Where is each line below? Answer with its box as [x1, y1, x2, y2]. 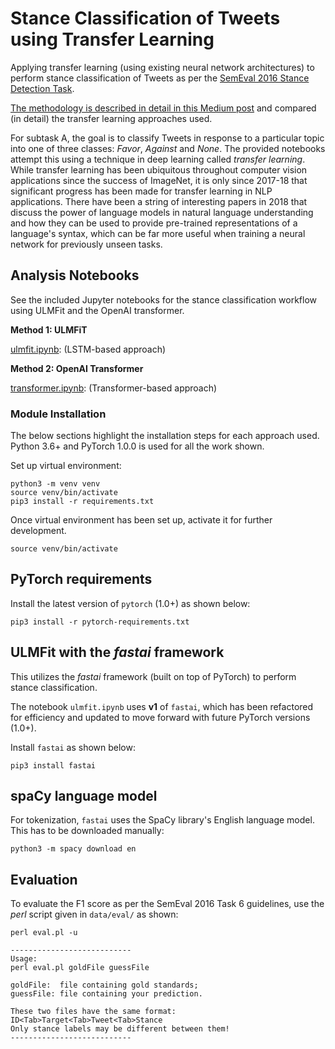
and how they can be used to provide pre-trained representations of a [10, 217, 298, 229]
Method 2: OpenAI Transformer [10, 362, 144, 374]
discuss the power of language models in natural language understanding [10, 206, 314, 218]
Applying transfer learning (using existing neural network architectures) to [10, 61, 315, 73]
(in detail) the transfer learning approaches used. [10, 112, 213, 124]
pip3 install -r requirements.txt [10, 497, 155, 507]
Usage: [10, 954, 38, 964]
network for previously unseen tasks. [10, 238, 163, 250]
